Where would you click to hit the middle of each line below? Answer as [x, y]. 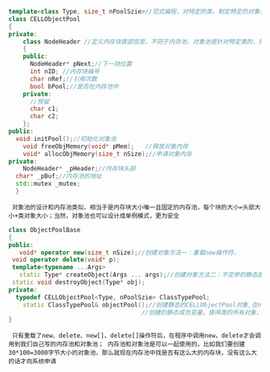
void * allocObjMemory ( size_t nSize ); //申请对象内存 [107, 154]
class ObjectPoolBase [45, 229]
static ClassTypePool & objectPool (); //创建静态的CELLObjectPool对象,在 [141, 305]
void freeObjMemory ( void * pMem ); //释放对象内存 [106, 146]
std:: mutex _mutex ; [48, 184]
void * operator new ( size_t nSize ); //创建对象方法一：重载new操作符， [129, 252]
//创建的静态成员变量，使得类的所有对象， [202, 312]
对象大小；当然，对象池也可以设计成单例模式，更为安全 [102, 216]
